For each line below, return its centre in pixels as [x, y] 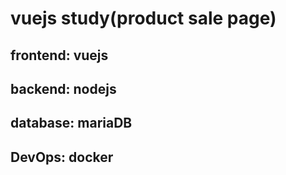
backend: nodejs [63, 88]
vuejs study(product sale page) [143, 18]
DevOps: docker [62, 157]
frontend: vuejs [59, 55]
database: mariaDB [71, 123]
